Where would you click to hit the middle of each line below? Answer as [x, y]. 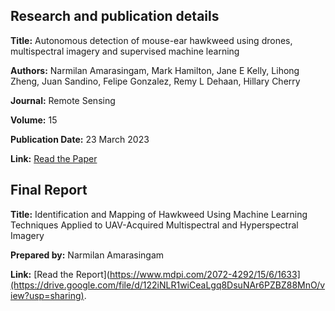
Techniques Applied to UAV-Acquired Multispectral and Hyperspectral [154, 225]
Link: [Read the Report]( [60, 274]
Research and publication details [115, 16]
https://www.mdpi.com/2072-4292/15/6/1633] [205, 274]
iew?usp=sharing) [47, 295]
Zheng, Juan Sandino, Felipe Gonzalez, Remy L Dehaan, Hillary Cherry [155, 81]
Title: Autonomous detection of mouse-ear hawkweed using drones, [151, 40]
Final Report [49, 190]
